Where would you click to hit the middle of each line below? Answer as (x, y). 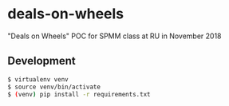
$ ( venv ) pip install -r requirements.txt (79, 94)
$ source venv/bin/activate (54, 87)
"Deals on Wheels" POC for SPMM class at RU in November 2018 (114, 36)
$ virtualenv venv (38, 79)
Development (42, 61)
